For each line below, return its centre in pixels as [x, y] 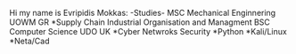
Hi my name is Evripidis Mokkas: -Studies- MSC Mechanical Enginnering [143, 13]
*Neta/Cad [29, 41]
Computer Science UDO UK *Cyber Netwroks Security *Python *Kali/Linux [148, 31]
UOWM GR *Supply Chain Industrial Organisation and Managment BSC [140, 22]
